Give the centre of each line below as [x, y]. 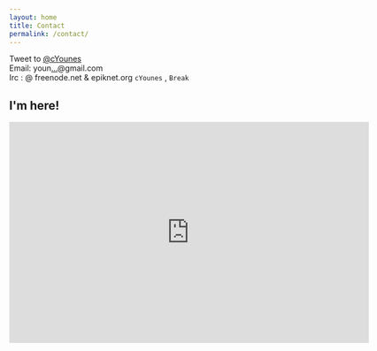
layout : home [33, 17]
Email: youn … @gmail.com [56, 68]
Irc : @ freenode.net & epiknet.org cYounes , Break [99, 78]
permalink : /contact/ [49, 34]
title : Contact [37, 26]
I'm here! [35, 106]
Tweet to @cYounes [46, 59]
